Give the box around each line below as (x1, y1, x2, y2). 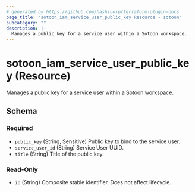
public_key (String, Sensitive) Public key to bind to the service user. (14, 138, 180, 145)
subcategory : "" (6, 20, 46, 26)
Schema (6, 106, 37, 116)
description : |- (6, 25, 46, 32)
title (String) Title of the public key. (14, 150, 104, 157)
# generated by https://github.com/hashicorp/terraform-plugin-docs (6, 8, 180, 15)
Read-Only (6, 165, 39, 174)
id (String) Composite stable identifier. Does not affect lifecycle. (14, 179, 171, 186)
